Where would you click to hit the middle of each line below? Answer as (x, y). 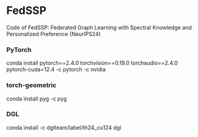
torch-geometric (31, 85)
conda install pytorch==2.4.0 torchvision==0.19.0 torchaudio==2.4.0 (92, 63)
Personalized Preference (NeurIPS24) (54, 33)
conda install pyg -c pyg (37, 99)
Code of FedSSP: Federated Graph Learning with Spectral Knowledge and (99, 27)
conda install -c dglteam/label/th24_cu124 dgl (64, 127)
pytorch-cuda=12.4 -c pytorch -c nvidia (56, 69)
